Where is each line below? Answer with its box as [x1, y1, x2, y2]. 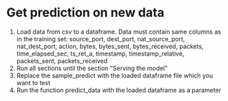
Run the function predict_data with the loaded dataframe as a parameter [16, 86, 222, 94]
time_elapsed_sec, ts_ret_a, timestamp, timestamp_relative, [16, 49, 185, 58]
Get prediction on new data [6, 5, 165, 21]
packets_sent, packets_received [16, 56, 108, 65]
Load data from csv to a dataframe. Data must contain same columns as [16, 27, 222, 36]
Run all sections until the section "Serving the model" [16, 64, 168, 72]
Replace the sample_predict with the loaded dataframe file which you [16, 71, 214, 80]
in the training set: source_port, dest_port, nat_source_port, [16, 34, 185, 43]
